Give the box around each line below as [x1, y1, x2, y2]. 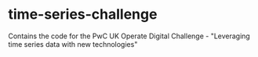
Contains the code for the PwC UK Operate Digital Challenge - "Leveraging [8, 31, 251, 41]
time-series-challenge [8, 5, 158, 23]
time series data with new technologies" [8, 39, 138, 48]
